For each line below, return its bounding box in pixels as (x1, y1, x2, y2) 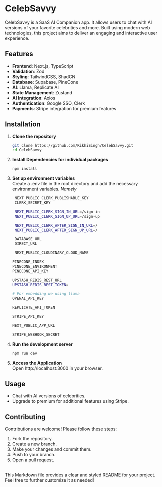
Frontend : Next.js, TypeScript (12, 63, 74, 69)
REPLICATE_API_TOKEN (12, 305, 55, 310)
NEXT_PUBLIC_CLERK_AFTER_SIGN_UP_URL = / (14, 228, 98, 233)
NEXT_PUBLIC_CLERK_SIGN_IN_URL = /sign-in (14, 209, 100, 214)
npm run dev (12, 351, 37, 356)
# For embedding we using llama (12, 291, 80, 296)
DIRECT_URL (14, 241, 37, 246)
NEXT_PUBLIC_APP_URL (12, 323, 55, 328)
